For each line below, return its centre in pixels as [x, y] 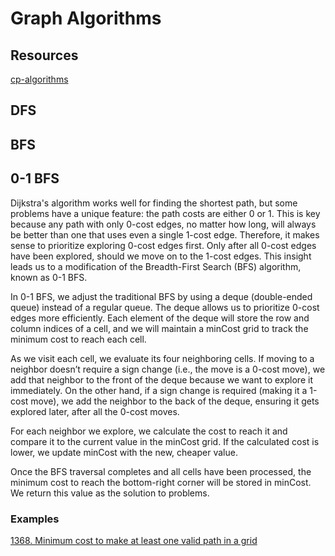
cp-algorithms [39, 79]
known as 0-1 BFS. [49, 277]
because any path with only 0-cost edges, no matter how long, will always [163, 224]
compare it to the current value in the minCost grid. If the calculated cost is [165, 441]
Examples [35, 519]
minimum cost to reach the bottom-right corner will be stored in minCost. [161, 482]
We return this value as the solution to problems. [110, 493]
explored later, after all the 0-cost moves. [95, 411]
